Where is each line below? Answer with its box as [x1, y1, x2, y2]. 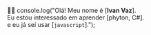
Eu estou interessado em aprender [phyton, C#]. [7, 13, 145, 22]
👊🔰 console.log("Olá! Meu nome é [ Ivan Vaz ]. [7, 7, 137, 14]
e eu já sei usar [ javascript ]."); [7, 21, 95, 28]
